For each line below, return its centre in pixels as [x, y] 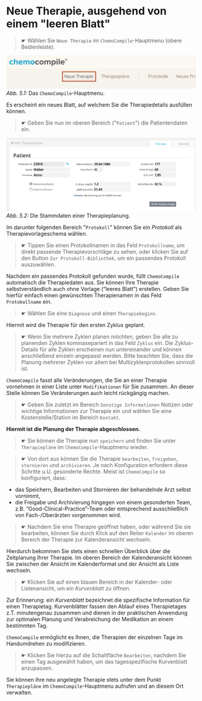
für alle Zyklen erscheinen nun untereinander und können [111, 349]
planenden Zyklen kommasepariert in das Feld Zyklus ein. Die [97, 343]
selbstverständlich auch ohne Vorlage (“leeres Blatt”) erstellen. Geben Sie [98, 289]
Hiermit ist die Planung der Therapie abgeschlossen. [73, 429]
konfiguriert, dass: [44, 478]
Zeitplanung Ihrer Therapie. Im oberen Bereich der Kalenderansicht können [99, 557]
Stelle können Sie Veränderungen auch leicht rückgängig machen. [88, 393]
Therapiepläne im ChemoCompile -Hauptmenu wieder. [84, 447]
